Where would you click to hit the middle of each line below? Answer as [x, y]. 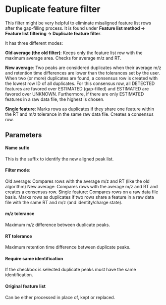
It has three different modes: [34, 43]
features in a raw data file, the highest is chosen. [55, 99]
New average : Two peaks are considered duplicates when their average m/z [83, 68]
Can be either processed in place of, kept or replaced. [60, 297]
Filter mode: [18, 170]
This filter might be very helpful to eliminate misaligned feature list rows [78, 23]
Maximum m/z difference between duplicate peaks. [58, 225]
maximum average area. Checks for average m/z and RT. [63, 58]
